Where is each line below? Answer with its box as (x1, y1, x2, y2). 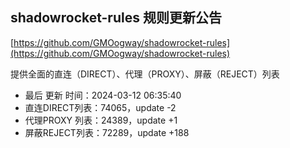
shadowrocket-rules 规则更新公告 (10, 9, 222, 27)
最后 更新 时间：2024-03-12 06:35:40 (24, 89, 182, 101)
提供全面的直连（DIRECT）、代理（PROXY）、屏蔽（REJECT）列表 (10, 68, 280, 80)
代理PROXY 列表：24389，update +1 (24, 114, 178, 126)
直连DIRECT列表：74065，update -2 (24, 101, 177, 113)
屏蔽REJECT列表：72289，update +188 (24, 126, 190, 138)
